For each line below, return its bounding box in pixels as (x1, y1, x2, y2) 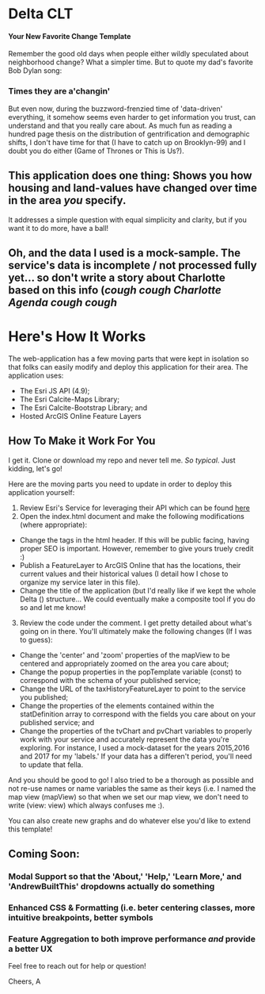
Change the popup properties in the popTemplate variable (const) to (19, 667, 242, 677)
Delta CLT (8, 5, 74, 23)
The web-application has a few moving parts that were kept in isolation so (8, 354, 249, 363)
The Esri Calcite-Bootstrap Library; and (19, 402, 148, 413)
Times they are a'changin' (8, 86, 111, 97)
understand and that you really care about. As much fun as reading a (8, 121, 233, 130)
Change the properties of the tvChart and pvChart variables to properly (19, 726, 252, 735)
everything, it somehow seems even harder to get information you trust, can (8, 112, 256, 121)
